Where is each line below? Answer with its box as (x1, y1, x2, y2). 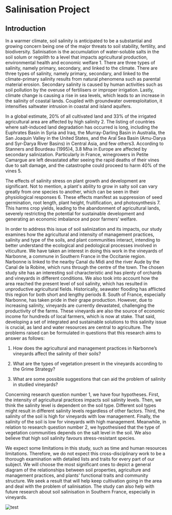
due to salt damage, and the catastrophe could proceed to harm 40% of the (5, 162, 166, 168)
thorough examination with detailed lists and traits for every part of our (5, 456, 155, 462)
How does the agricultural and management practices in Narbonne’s (12, 345, 158, 351)
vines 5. (5, 168, 22, 174)
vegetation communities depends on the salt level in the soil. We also (5, 430, 151, 435)
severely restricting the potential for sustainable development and (5, 211, 145, 216)
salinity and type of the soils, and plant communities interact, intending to (5, 237, 161, 243)
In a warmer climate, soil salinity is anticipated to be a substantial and (5, 38, 152, 44)
